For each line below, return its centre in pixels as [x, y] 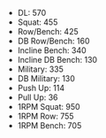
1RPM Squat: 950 [49, 107]
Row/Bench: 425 [48, 31]
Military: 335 [41, 69]
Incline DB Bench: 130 [57, 60]
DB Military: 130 [46, 78]
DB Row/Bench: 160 [53, 41]
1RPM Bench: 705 [49, 126]
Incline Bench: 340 [52, 50]
